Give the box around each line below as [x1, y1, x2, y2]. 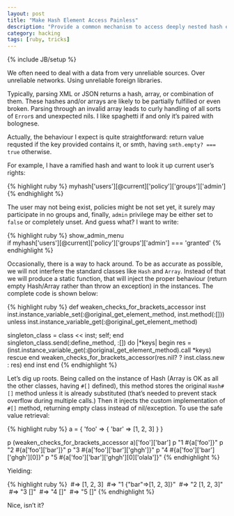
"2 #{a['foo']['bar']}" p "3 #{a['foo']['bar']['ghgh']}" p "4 [7, 446, 169, 454]
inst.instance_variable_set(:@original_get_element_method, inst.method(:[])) [7, 310, 225, 319]
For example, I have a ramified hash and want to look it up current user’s [7, 161, 214, 169]
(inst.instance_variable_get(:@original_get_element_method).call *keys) [7, 346, 212, 354]
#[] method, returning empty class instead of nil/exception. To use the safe [7, 404, 223, 412]
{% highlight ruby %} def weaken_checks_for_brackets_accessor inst [7, 303, 206, 311]
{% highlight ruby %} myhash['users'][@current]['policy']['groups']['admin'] [7, 182, 226, 190]
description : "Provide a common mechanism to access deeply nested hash [7, 23, 223, 30]
